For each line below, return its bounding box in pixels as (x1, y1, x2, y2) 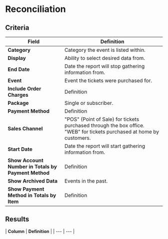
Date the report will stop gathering (64, 63, 145, 69)
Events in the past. (64, 178, 108, 184)
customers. (64, 135, 91, 141)
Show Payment (7, 186, 44, 193)
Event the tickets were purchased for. (64, 77, 152, 84)
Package (7, 100, 29, 106)
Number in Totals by (7, 163, 57, 170)
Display (7, 55, 26, 61)
